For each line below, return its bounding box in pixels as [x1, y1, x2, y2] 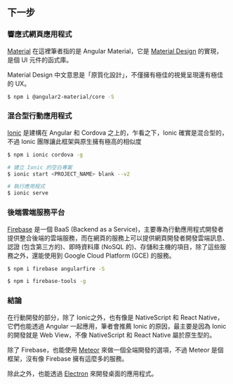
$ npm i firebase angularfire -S [7, 265, 105, 272]
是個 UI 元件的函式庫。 [7, 55, 73, 64]
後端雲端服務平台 [7, 208, 65, 218]
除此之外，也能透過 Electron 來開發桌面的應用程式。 [7, 369, 158, 378]
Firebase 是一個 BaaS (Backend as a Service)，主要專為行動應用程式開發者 [7, 225, 225, 233]
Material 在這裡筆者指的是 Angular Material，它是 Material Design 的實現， [7, 46, 223, 55]
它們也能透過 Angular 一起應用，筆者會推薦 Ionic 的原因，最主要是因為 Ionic [7, 322, 227, 330]
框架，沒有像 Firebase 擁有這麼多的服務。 [7, 354, 128, 363]
